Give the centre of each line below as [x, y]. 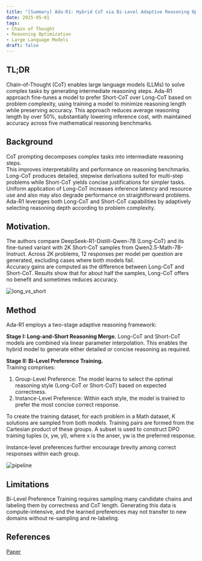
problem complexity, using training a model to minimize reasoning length [96, 104]
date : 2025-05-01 [28, 17]
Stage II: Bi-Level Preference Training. [55, 361]
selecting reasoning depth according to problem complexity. [81, 208]
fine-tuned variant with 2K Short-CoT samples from [70, 247]
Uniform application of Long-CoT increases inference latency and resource [99, 188]
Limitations [28, 484]
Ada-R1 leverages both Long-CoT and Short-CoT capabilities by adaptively [99, 201]
